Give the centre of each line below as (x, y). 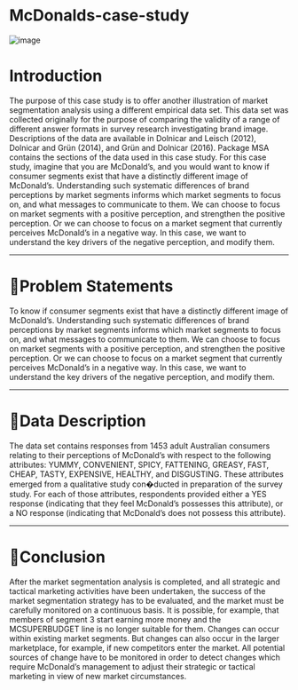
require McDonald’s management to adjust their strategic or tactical (132, 666)
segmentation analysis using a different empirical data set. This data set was (149, 110)
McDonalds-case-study (99, 16)
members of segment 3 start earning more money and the (115, 619)
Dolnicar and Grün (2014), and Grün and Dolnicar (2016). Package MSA (139, 147)
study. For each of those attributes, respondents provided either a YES (138, 494)
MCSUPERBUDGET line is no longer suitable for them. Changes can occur (144, 629)
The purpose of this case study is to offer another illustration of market (139, 100)
